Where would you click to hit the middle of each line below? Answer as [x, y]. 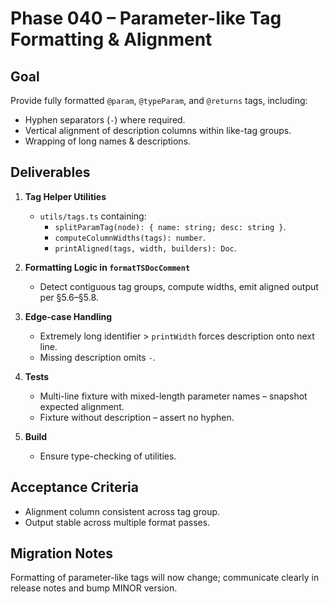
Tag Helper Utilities [65, 196]
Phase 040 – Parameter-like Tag [146, 18]
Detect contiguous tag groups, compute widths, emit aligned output [179, 286]
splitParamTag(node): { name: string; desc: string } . [170, 226]
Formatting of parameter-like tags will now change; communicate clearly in [165, 578]
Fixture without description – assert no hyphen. [137, 417]
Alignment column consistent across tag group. [122, 511]
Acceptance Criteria [74, 487]
